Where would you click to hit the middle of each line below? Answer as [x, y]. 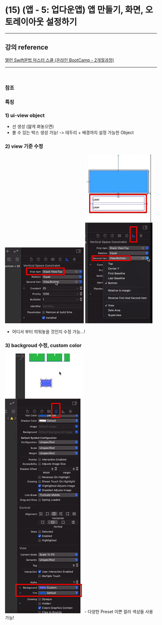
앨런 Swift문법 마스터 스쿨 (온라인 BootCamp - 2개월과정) [60, 60]
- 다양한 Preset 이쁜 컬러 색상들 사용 [119, 612]
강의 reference [27, 47]
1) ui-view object [25, 115]
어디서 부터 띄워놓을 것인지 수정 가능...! [48, 332]
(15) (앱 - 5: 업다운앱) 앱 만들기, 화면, [74, 10]
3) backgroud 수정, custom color [43, 346]
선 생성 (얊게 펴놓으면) [33, 126]
